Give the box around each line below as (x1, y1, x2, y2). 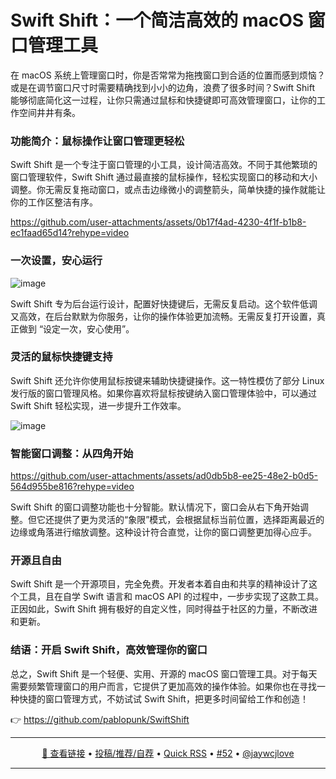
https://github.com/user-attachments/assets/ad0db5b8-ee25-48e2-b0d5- (10, 470, 318, 482)
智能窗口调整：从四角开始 (10, 446, 134, 460)
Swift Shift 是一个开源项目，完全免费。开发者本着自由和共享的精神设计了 (10, 578, 309, 590)
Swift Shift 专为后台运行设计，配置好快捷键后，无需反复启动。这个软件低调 (10, 297, 318, 310)
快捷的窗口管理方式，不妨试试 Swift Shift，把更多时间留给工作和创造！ (18, 692, 309, 705)
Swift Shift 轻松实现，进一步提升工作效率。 (10, 399, 187, 411)
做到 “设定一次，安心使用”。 (18, 322, 135, 335)
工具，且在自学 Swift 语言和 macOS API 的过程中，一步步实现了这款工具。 (18, 591, 324, 603)
